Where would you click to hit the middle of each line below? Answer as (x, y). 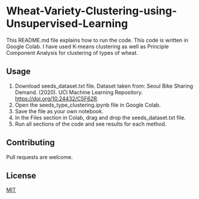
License (21, 175)
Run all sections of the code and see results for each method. (91, 124)
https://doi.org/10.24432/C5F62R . (56, 98)
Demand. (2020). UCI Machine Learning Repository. (79, 92)
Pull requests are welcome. (39, 157)
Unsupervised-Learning (67, 24)
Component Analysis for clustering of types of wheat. (72, 52)
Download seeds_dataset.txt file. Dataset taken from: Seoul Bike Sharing (104, 86)
